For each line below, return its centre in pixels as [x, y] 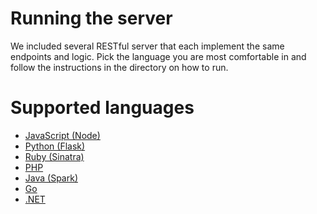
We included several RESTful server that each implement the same [147, 46]
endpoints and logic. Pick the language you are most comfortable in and [158, 56]
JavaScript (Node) [62, 135]
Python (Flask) [55, 146]
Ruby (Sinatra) [54, 156]
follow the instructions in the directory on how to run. [119, 67]
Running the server [91, 18]
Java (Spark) [51, 178]
